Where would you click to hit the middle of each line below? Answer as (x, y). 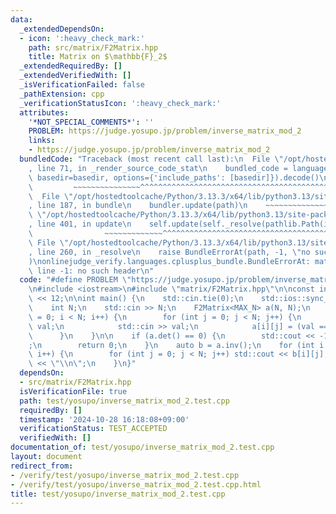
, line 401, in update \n (80, 224)
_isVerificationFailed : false (82, 85)
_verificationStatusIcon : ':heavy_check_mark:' (120, 103)
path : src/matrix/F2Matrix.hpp (93, 47)
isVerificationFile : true (73, 391)
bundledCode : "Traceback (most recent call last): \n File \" (151, 159)
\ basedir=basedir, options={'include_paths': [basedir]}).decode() (174, 177)
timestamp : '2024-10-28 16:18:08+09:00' (104, 419)
